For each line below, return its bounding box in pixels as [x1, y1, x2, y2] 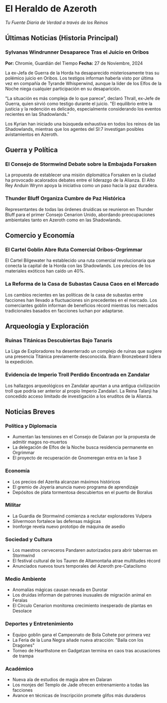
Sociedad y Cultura [5, 536, 53, 543]
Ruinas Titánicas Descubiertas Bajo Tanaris [5, 337, 113, 344]
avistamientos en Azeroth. [5, 131, 59, 137]
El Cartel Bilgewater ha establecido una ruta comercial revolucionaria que [5, 257, 156, 264]
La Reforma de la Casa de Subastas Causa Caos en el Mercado [5, 281, 159, 288]
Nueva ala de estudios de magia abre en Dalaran [12, 677, 112, 683]
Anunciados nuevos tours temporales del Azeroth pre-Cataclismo [12, 563, 147, 569]
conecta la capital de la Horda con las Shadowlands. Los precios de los [5, 263, 151, 269]
